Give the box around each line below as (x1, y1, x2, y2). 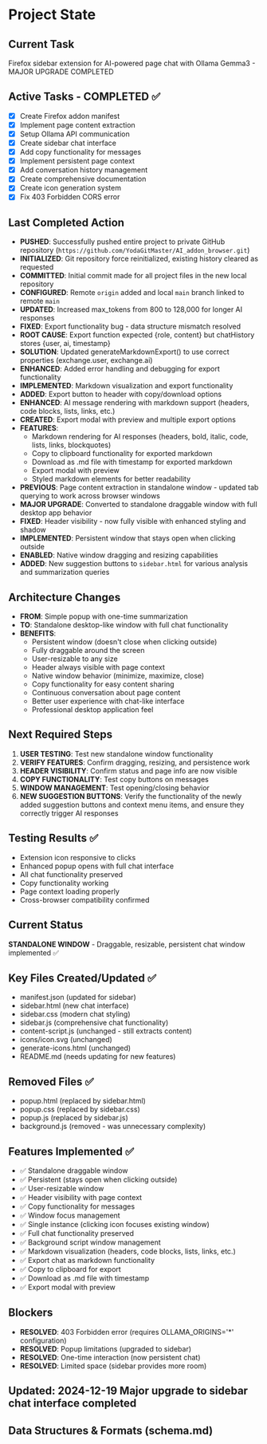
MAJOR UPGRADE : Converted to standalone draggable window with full (19, 500, 257, 510)
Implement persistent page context (19, 156, 135, 166)
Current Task (8, 37, 75, 51)
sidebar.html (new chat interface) (19, 1001, 129, 1010)
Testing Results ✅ (8, 832, 99, 845)
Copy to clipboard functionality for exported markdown (31, 449, 213, 458)
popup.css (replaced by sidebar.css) (19, 1104, 141, 1114)
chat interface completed (8, 1397, 137, 1411)
